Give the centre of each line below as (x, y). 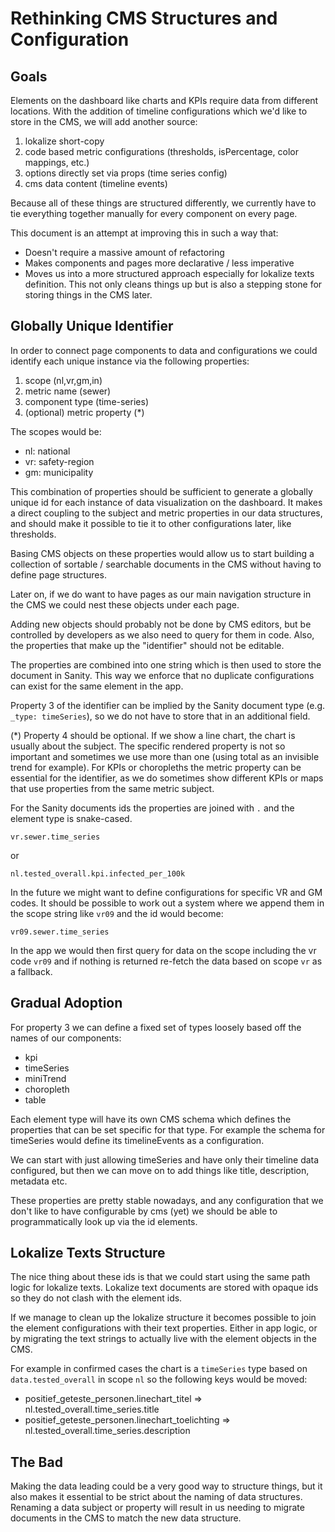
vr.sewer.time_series (55, 837)
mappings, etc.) (57, 162)
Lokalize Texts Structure (88, 1253)
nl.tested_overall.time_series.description (107, 1431)
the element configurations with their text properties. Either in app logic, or (164, 1328)
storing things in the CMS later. (88, 295)
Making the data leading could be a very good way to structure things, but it (166, 1486)
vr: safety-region (59, 461)
